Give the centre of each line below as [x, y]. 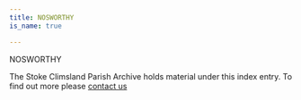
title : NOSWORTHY [42, 17]
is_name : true [36, 26]
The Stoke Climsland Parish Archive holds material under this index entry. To [151, 76]
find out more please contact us [68, 86]
